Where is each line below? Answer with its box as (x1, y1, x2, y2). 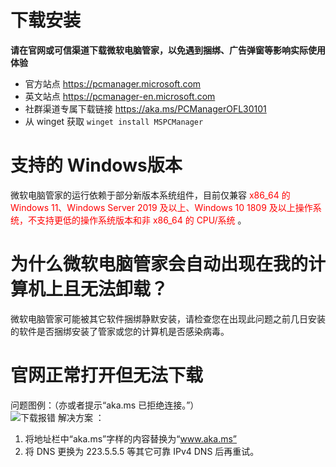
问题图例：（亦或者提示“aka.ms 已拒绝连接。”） (10, 399, 200, 411)
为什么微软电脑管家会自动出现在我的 (10, 253, 309, 276)
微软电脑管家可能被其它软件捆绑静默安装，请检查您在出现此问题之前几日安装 (10, 312, 326, 325)
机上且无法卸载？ (28, 278, 169, 301)
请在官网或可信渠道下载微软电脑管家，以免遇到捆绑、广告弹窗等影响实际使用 (10, 44, 326, 56)
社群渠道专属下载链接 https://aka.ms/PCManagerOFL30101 (24, 102, 267, 115)
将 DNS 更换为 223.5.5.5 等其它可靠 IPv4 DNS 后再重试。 (24, 445, 260, 457)
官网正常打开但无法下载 (10, 364, 204, 386)
